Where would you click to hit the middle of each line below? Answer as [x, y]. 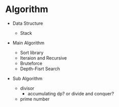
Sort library [32, 52]
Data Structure [28, 23]
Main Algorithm [28, 43]
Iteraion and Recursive [43, 58]
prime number [35, 99]
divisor [27, 88]
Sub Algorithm [27, 78]
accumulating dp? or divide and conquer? [71, 93]
